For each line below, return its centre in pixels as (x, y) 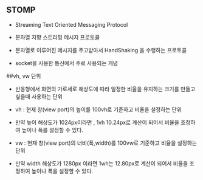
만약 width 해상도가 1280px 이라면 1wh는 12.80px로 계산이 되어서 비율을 (101, 163)
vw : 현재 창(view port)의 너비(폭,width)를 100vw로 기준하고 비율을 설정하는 (106, 143)
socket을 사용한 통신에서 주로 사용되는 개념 (67, 63)
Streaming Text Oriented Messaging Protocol (71, 24)
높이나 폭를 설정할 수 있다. (53, 130)
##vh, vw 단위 (24, 76)
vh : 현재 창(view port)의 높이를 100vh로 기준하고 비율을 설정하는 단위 (98, 109)
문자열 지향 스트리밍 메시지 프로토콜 (57, 37)
